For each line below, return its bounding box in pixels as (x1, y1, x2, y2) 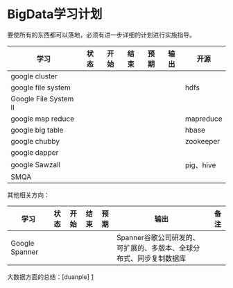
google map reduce (10, 114, 75, 124)
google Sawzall (10, 160, 61, 169)
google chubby (10, 136, 60, 146)
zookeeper (184, 136, 221, 146)
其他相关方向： (7, 190, 50, 198)
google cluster (10, 71, 58, 81)
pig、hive (184, 160, 216, 170)
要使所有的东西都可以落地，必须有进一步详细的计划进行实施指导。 (7, 31, 196, 39)
